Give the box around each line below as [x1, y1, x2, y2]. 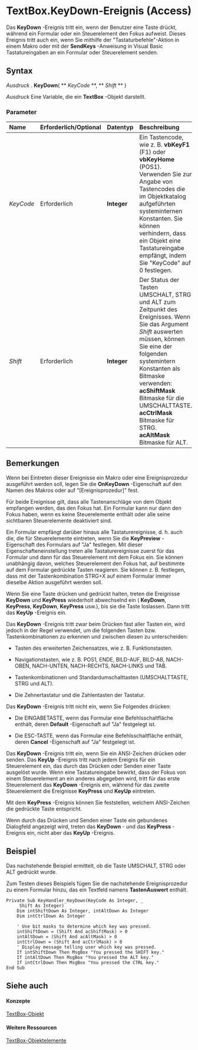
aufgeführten [139, 200, 176, 208]
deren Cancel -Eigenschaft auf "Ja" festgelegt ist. [14, 738, 136, 746]
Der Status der [139, 276, 180, 284]
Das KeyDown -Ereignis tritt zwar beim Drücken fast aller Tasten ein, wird [6, 620, 185, 627]
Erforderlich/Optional [40, 123, 101, 131]
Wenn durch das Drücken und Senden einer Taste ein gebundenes [6, 816, 168, 824]
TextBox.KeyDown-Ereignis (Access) [6, 4, 192, 18]
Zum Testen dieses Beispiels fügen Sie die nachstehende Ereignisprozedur [6, 880, 188, 887]
